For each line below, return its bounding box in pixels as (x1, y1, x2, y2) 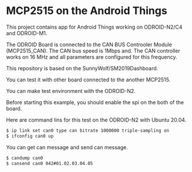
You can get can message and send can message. (6, 143, 128, 150)
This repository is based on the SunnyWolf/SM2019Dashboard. (6, 64, 159, 71)
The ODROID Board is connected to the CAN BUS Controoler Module (6, 41, 172, 48)
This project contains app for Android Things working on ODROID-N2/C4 (6, 23, 183, 30)
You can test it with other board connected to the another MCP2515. (6, 76, 171, 83)
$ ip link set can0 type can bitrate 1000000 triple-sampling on (6, 128, 169, 133)
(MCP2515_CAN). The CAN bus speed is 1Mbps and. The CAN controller (6, 47, 180, 54)
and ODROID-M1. (6, 29, 48, 36)
